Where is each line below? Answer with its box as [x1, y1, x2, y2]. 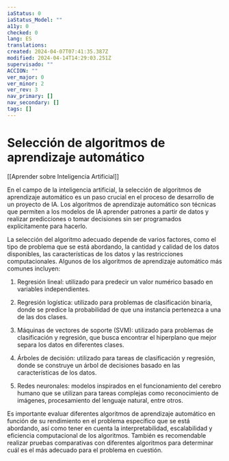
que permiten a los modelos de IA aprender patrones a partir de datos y [7, 207, 209, 216]
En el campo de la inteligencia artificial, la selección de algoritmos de [7, 186, 202, 194]
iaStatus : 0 [7, 10, 41, 17]
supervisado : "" [7, 61, 53, 68]
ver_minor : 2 [7, 80, 44, 87]
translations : [7, 42, 48, 49]
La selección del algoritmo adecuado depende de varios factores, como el [7, 235, 217, 243]
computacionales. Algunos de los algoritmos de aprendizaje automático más [7, 257, 222, 265]
